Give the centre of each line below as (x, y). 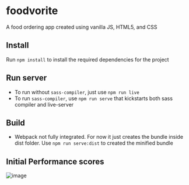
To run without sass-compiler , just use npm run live (77, 92)
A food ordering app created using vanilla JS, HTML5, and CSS (82, 27)
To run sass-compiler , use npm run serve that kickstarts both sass (94, 98)
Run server (27, 78)
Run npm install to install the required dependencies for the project (87, 59)
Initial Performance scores (55, 161)
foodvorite (32, 11)
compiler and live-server (44, 104)
